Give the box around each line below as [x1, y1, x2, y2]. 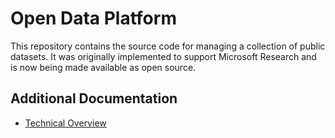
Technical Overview [24, 117, 107, 129]
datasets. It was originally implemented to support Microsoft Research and [10, 50, 317, 62]
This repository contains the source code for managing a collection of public [10, 40, 326, 52]
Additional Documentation [10, 90, 178, 107]
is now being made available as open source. [10, 61, 197, 73]
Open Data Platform [10, 7, 177, 30]
